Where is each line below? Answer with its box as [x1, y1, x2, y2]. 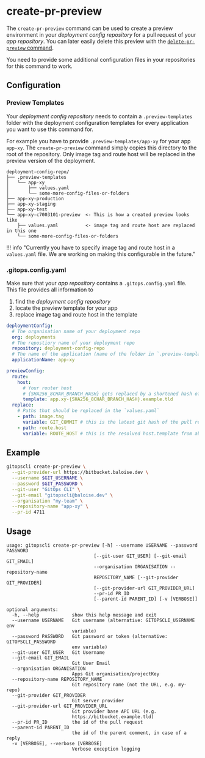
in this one [6, 228, 37, 234]
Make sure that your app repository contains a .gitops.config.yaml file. [6, 279, 187, 287]
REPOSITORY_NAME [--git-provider [93, 574, 179, 581]
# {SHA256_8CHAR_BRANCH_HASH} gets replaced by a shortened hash [22, 391, 192, 397]
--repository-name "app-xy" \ [12, 503, 88, 509]
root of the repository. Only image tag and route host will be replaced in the [6, 150, 195, 157]
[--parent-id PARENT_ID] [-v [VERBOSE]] [93, 596, 198, 602]
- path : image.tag [17, 413, 64, 420]
